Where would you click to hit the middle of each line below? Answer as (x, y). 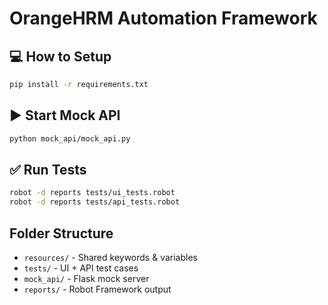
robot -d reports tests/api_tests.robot (95, 202)
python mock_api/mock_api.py (70, 138)
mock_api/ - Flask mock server (86, 278)
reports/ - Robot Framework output (97, 289)
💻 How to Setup (60, 56)
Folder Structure (61, 233)
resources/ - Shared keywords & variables (110, 257)
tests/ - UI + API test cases (81, 268)
